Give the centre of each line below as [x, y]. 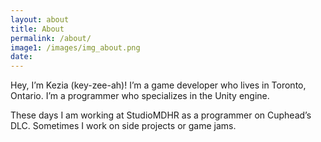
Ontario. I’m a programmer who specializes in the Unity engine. [140, 96]
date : [21, 57]
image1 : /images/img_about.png [75, 47]
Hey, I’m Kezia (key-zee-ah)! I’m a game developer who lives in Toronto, [158, 85]
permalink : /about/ [51, 38]
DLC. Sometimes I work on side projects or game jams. [123, 126]
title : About [37, 29]
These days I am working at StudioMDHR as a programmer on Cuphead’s [161, 115]
